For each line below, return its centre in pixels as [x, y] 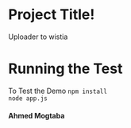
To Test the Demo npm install [58, 91]
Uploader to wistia [38, 37]
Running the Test [65, 69]
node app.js [28, 98]
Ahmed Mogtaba [37, 116]
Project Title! [52, 15]
